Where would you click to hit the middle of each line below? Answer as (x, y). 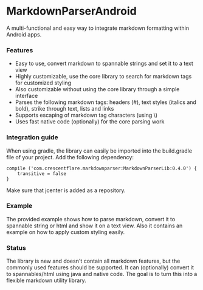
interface (26, 96)
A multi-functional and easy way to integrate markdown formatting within (98, 28)
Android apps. (24, 34)
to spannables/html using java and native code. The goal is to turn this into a (102, 274)
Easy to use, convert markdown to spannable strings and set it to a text (104, 64)
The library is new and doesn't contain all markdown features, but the (93, 261)
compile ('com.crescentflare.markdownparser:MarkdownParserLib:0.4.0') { (102, 168)
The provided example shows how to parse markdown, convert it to (91, 219)
